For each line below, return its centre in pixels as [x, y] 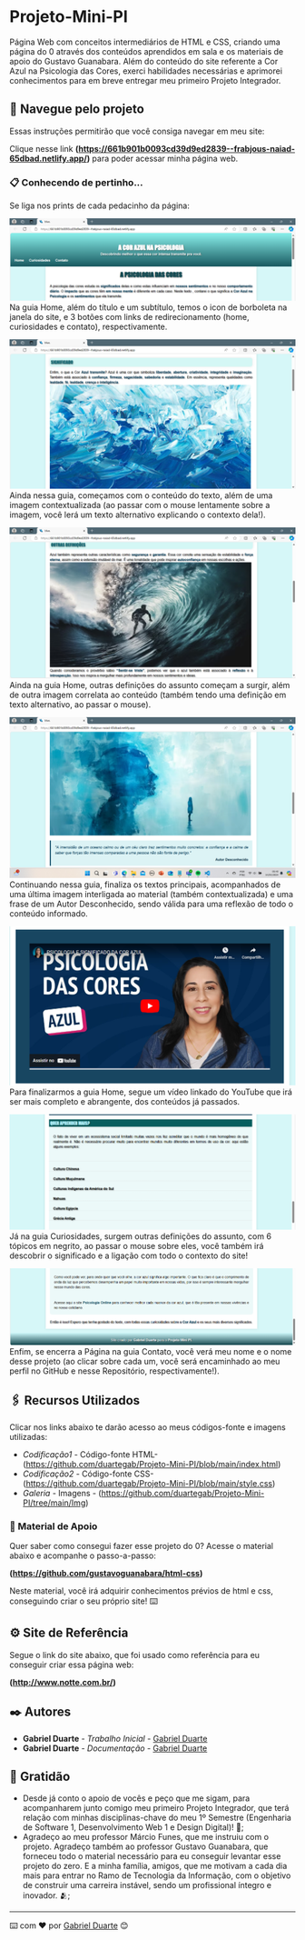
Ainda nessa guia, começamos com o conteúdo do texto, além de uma [141, 495]
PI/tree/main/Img [54, 1503]
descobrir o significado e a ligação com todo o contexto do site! [129, 1255]
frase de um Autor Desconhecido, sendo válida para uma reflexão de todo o [151, 904]
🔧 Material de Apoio [54, 1526]
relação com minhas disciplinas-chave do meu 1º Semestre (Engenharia [157, 1818]
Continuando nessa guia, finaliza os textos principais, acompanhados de [145, 885]
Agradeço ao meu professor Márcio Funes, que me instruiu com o [146, 1837]
